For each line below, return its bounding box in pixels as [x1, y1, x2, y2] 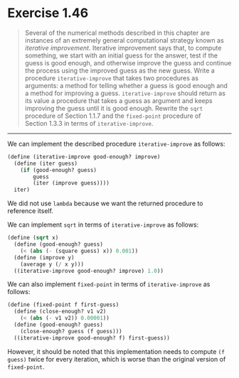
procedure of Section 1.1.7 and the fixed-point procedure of [24, 112, 201, 120]
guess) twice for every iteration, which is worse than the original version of [7, 355, 226, 363]
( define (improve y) [14, 254, 75, 261]
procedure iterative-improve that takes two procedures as [24, 73, 199, 82]
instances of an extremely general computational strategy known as [24, 36, 224, 44]
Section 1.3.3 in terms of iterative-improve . [24, 119, 154, 127]
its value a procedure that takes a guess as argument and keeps [24, 96, 213, 104]
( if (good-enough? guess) [20, 166, 97, 173]
